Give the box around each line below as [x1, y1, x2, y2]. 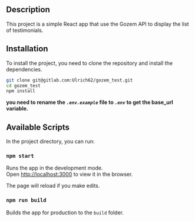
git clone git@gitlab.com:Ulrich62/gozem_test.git [6, 77, 133, 83]
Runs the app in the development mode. [6, 165, 103, 172]
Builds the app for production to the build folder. [6, 209, 124, 216]
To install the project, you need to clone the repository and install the [6, 59, 173, 67]
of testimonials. [6, 27, 44, 34]
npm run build [6, 197, 47, 204]
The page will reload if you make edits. [6, 182, 100, 190]
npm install [6, 88, 35, 94]
